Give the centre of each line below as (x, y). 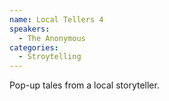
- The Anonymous (52, 38)
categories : (34, 47)
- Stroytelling (50, 57)
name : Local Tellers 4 (56, 19)
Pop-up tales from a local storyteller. (84, 85)
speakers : (30, 29)
